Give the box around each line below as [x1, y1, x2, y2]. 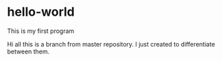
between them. [7, 47, 50, 56]
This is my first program [7, 27, 75, 35]
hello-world [7, 4, 75, 20]
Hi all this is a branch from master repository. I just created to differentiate [7, 40, 216, 48]
